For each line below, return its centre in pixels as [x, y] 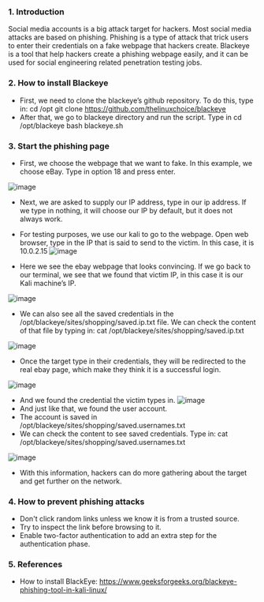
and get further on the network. [71, 481]
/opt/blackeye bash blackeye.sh [71, 126]
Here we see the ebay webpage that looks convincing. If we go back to [135, 266]
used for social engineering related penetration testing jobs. [105, 62]
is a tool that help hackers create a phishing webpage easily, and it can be [128, 55]
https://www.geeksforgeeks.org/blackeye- [169, 581]
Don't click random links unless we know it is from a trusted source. [130, 519]
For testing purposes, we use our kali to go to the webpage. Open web [134, 234]
